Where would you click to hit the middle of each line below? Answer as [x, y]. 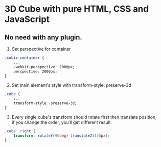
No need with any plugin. [44, 37]
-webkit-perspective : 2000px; [44, 67]
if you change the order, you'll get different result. [62, 122]
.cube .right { [20, 131]
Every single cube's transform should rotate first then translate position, [84, 117]
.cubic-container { [24, 58]
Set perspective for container [41, 49]
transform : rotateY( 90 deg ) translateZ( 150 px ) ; [62, 136]
